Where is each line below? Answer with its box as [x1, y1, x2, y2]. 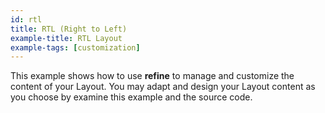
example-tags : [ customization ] [10, 42, 141, 53]
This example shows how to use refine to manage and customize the [10, 70, 295, 82]
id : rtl [10, 14, 43, 25]
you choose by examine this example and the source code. [10, 91, 253, 103]
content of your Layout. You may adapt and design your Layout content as [10, 81, 316, 93]
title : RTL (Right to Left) [10, 24, 128, 34]
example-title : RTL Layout [10, 33, 123, 43]
